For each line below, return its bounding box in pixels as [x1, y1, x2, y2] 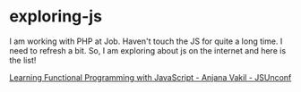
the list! [9, 54, 37, 65]
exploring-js [9, 6, 103, 27]
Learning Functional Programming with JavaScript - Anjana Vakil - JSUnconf [9, 71, 292, 82]
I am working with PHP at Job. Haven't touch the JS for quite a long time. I [9, 36, 283, 46]
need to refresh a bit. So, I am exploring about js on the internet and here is [9, 45, 287, 55]
